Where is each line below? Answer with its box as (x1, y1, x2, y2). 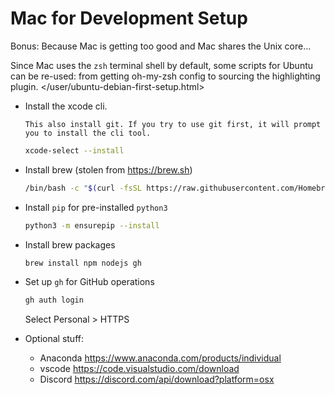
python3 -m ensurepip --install (24, 220, 160, 231)
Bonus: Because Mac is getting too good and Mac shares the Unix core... (10, 40, 312, 52)
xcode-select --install (24, 145, 125, 156)
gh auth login (24, 295, 84, 306)
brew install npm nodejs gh (24, 258, 142, 268)
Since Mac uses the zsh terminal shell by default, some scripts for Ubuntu (10, 59, 314, 71)
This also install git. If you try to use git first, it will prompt (24, 119, 322, 129)
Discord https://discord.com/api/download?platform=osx (39, 373, 275, 386)
